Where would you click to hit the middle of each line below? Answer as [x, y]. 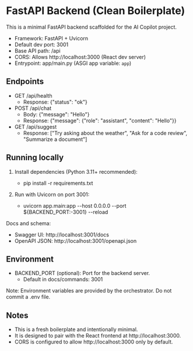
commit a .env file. [28, 297]
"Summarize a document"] [55, 139]
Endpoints [25, 82]
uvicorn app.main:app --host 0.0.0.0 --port [75, 205]
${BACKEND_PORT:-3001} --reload [66, 212]
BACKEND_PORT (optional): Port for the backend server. [82, 273]
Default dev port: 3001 [41, 44]
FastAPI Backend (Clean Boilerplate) [96, 11]
